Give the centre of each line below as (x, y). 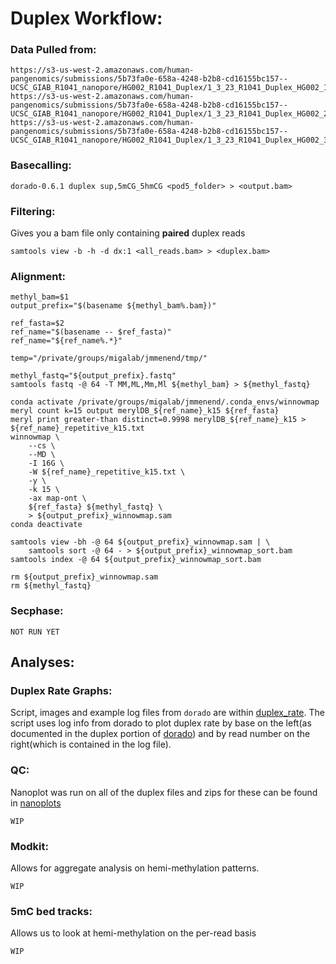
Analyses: (42, 662)
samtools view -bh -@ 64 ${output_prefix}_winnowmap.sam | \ (140, 542)
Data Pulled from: (53, 50)
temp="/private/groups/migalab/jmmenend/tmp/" (109, 358)
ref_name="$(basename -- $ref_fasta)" (91, 332)
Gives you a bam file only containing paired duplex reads (128, 233)
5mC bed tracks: (51, 911)
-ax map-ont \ (57, 498)
